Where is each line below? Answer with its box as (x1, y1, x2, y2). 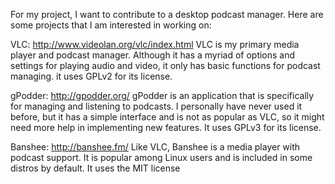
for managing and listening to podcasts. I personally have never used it (10, 100, 303, 112)
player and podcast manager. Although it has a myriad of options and (10, 49, 296, 61)
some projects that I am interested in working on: (10, 19, 212, 31)
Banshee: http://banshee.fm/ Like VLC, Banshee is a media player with (10, 141, 301, 153)
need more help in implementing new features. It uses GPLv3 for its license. (10, 122, 322, 133)
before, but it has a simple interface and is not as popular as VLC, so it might (10, 111, 325, 123)
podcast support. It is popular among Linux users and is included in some (10, 152, 313, 163)
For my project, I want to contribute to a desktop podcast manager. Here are (10, 9, 324, 20)
